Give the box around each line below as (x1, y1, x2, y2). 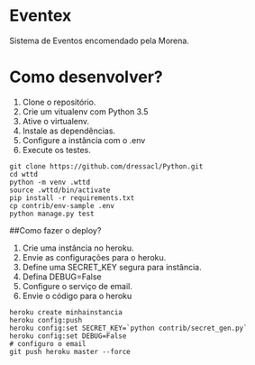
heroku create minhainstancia (9, 307, 123, 316)
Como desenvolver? (9, 67, 164, 87)
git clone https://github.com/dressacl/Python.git (9, 161, 204, 171)
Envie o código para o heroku (22, 290, 132, 301)
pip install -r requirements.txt (9, 193, 135, 203)
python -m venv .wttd (9, 178, 91, 187)
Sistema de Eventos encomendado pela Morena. (9, 35, 189, 46)
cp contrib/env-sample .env (9, 201, 115, 210)
